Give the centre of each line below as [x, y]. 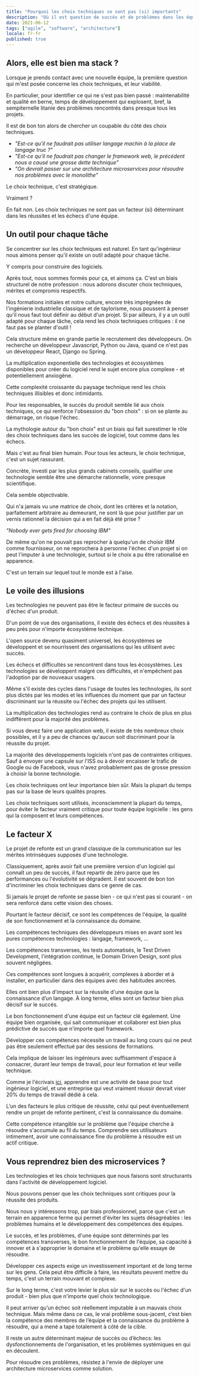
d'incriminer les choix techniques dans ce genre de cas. [75, 885]
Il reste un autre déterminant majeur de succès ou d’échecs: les [84, 1338]
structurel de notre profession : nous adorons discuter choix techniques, [94, 284]
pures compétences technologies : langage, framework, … [77, 939]
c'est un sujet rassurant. [36, 459]
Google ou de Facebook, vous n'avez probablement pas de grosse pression [99, 767]
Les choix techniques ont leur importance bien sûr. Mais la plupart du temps [99, 785]
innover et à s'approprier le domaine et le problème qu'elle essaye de [91, 1248]
